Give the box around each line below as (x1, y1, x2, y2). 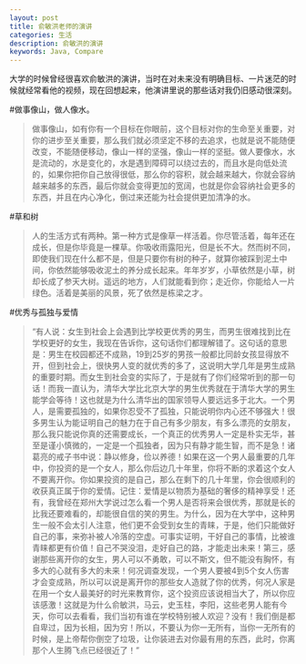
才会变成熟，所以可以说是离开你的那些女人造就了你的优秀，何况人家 (31, 577, 288, 587)
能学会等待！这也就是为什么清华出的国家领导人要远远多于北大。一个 (31, 394, 288, 405)
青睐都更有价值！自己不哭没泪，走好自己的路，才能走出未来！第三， (31, 543, 288, 554)
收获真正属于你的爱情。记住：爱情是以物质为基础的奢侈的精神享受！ (31, 485, 288, 496)
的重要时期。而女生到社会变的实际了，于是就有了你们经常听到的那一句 (31, 372, 296, 383)
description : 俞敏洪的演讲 (9, 38, 104, 48)
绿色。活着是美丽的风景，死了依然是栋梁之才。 (31, 288, 208, 299)
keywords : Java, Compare (9, 47, 104, 56)
